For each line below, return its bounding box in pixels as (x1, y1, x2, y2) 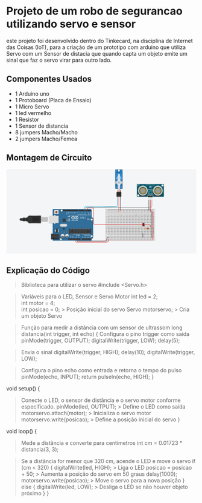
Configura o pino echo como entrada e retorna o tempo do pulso (21, 367, 182, 374)
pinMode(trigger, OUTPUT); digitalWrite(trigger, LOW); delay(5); (21, 337, 180, 344)
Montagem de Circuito (6, 153, 92, 163)
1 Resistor (14, 116, 39, 123)
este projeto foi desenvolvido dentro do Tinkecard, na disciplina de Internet (6, 37, 193, 44)
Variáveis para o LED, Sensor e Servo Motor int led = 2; (21, 293, 158, 300)
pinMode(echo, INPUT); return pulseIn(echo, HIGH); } (21, 373, 154, 381)
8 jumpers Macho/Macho (14, 128, 78, 136)
